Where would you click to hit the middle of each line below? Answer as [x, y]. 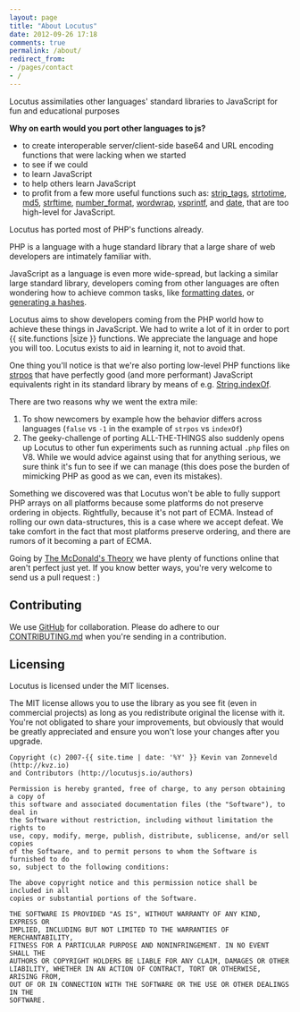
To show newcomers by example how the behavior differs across [142, 419]
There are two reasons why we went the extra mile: [104, 401]
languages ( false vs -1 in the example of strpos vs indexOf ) [132, 428]
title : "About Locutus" [54, 26]
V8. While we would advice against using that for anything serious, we [151, 456]
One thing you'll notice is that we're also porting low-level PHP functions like [150, 365]
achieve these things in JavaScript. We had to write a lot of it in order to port [150, 328]
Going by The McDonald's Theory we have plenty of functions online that [144, 558]
